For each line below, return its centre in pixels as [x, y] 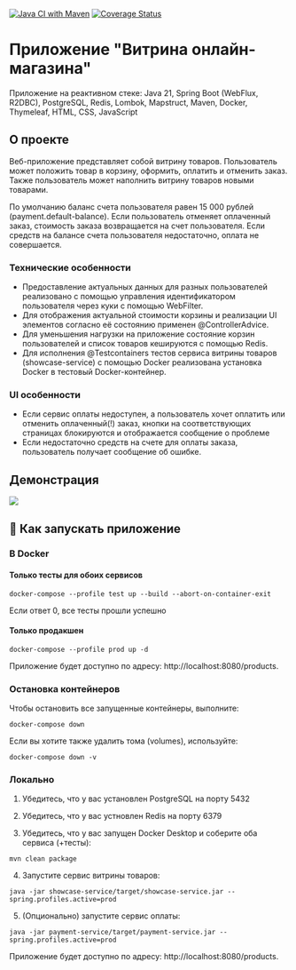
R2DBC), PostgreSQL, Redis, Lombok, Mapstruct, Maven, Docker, [129, 102]
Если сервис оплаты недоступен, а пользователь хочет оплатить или [153, 414]
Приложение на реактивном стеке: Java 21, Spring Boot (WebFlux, [134, 92]
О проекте [39, 140]
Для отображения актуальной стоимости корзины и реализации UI [149, 315]
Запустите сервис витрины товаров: [91, 876]
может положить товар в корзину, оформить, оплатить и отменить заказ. [148, 171]
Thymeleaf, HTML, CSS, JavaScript [74, 112]
